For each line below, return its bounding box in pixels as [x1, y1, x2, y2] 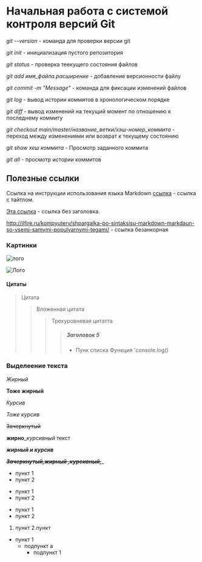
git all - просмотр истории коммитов [6, 156, 101, 163]
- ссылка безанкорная [110, 226, 169, 233]
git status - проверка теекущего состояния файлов [6, 61, 138, 68]
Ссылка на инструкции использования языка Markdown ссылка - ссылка [6, 189, 196, 196]
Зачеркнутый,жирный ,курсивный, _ [6, 458, 104, 465]
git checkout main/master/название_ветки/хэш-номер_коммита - [6, 125, 175, 133]
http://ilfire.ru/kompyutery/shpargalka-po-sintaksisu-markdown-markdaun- [6, 219, 195, 227]
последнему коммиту [6, 114, 63, 121]
